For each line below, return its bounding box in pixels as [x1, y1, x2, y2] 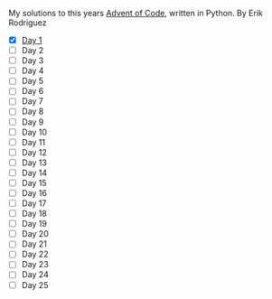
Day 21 [21, 238, 47, 249]
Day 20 [21, 229, 49, 239]
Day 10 [21, 126, 47, 137]
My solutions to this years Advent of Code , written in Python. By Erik [8, 8, 263, 18]
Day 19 [21, 219, 47, 229]
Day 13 [21, 157, 47, 168]
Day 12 [21, 146, 47, 157]
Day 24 [21, 269, 49, 280]
